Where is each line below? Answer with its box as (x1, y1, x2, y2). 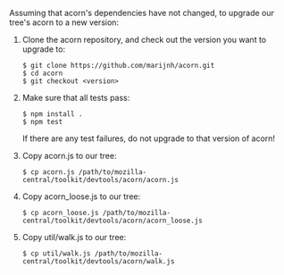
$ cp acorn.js (21, 168, 75, 177)
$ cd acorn (21, 69, 63, 78)
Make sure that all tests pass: (21, 93, 130, 103)
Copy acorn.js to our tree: (21, 151, 117, 161)
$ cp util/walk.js (21, 249, 91, 258)
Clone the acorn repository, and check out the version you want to (21, 35, 266, 45)
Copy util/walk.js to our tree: (21, 232, 127, 242)
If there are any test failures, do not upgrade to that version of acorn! (21, 133, 275, 144)
